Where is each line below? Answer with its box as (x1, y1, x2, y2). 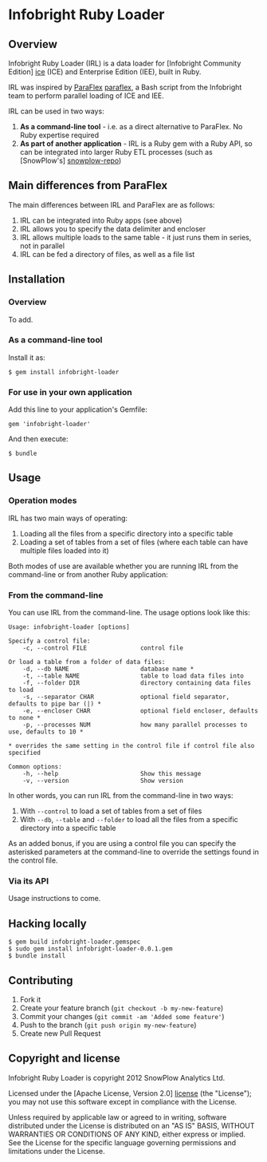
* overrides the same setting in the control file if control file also (8, 742, 255, 750)
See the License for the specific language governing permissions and (8, 1137, 237, 1147)
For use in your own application (8, 386, 133, 397)
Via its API (8, 875, 49, 887)
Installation (8, 273, 65, 287)
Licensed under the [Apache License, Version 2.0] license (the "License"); (8, 1088, 253, 1098)
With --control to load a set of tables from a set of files (19, 806, 202, 816)
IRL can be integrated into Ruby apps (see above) (19, 215, 183, 225)
